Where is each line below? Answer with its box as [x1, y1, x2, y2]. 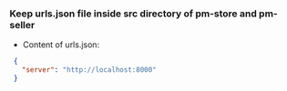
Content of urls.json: [22, 39, 100, 50]
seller [9, 18, 36, 31]
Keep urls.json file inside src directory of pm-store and [9, 7, 257, 20]
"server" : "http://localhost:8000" [21, 66, 157, 75]
